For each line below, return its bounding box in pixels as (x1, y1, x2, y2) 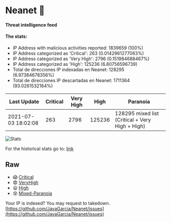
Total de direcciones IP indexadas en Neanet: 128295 (12, 66, 125, 72)
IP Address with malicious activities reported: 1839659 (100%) (12, 44, 144, 51)
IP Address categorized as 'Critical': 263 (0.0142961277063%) (12, 50, 144, 56)
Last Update (9, 98, 40, 105)
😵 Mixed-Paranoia (12, 190, 52, 196)
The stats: (5, 33, 27, 40)
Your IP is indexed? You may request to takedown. (5, 200, 110, 206)
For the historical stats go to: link (5, 145, 74, 152)
